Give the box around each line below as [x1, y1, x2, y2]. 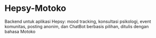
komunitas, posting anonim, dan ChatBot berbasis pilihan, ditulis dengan [4, 23, 149, 29]
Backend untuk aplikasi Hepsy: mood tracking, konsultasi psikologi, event [4, 19, 151, 24]
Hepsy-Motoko [4, 3, 66, 14]
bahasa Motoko [4, 28, 36, 34]
